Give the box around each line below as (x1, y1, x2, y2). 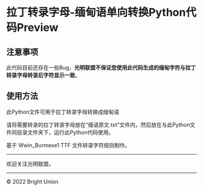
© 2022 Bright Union (6, 178, 59, 185)
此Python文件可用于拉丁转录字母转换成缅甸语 (6, 108, 120, 115)
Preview (17, 21, 59, 35)
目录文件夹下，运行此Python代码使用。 (16, 129, 114, 136)
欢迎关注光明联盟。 (6, 160, 54, 167)
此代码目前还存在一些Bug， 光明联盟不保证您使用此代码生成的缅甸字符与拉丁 (6, 64, 196, 71)
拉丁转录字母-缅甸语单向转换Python (6, 5, 186, 19)
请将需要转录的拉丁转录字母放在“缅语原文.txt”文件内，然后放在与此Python (6, 121, 190, 128)
